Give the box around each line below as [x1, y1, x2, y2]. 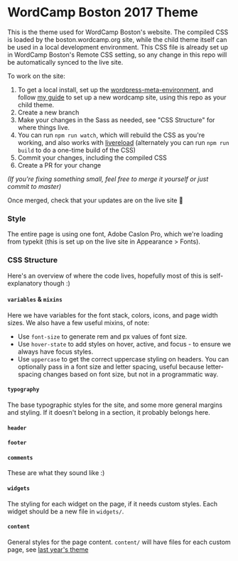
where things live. [17, 123, 70, 131]
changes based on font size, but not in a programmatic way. [42, 370, 219, 378]
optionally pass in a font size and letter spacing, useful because [17, 362, 205, 371]
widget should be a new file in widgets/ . [7, 507, 124, 516]
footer [7, 440, 27, 447]
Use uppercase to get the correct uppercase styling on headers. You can [17, 354, 229, 363]
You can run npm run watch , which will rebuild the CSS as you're [17, 131, 205, 139]
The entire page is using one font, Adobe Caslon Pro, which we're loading [7, 230, 224, 239]
